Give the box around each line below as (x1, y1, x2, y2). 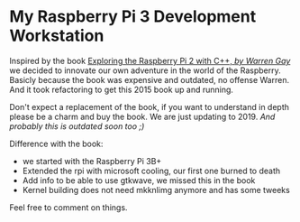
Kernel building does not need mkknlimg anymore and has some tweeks (22, 184, 290, 195)
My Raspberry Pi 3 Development (9, 6, 257, 27)
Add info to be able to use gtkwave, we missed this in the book (22, 174, 256, 186)
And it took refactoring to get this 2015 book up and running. (9, 84, 234, 95)
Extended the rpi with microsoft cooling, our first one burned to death (22, 165, 281, 176)
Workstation (9, 25, 105, 46)
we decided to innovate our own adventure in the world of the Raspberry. (9, 65, 281, 76)
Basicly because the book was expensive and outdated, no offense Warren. (9, 74, 290, 85)
